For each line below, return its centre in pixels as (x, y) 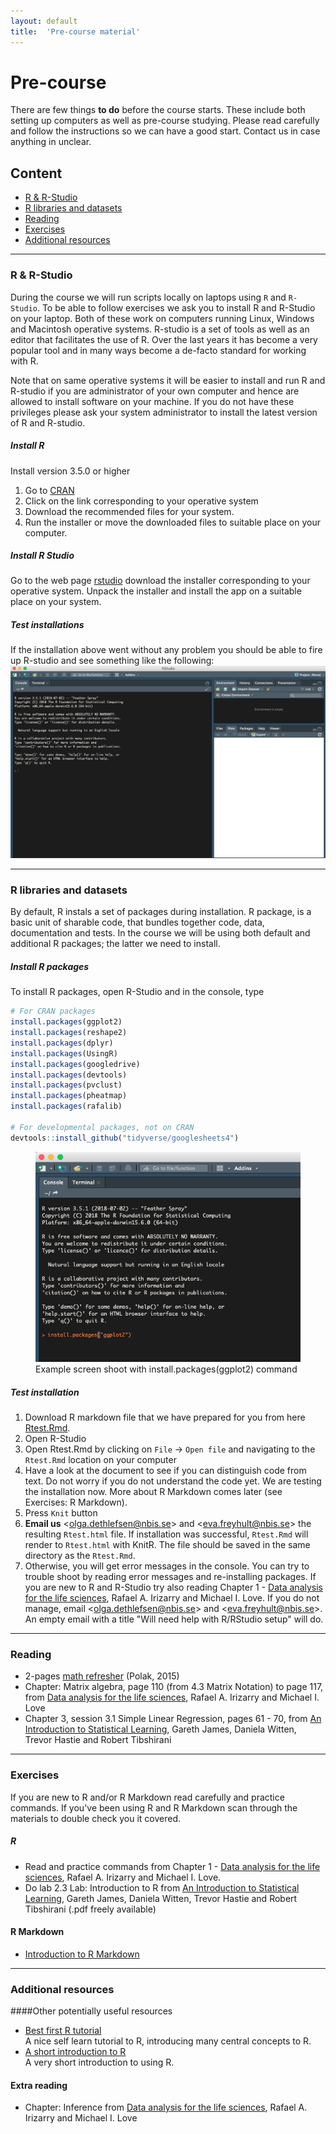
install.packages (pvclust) (66, 1085)
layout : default (44, 21)
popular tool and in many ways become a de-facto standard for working (158, 350)
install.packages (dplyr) (62, 1043)
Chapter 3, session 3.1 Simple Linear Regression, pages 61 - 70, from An (173, 1719)
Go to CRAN (49, 490)
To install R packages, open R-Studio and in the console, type (137, 992)
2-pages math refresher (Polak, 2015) (102, 1676)
